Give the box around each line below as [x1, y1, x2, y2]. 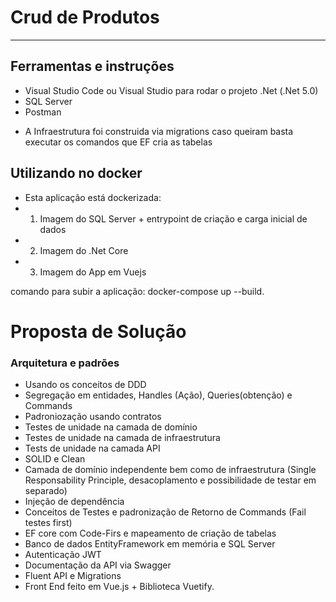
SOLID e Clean [24, 453, 86, 465]
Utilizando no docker [10, 165, 143, 182]
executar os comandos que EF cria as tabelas [24, 136, 213, 148]
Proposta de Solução [10, 320, 187, 343]
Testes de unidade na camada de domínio [24, 421, 198, 433]
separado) [24, 485, 68, 497]
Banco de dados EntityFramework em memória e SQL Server [24, 538, 276, 550]
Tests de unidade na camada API [24, 442, 161, 455]
